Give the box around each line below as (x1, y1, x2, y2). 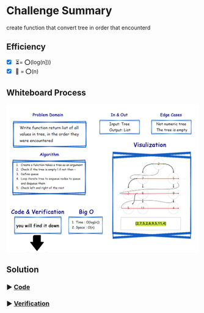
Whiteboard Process (6, 88, 87, 98)
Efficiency (6, 42, 46, 52)
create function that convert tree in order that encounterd (6, 24, 151, 31)
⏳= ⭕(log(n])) (15, 58, 51, 66)
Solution (6, 265, 39, 275)
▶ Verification (6, 300, 50, 308)
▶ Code (6, 283, 31, 292)
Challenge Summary (6, 4, 112, 18)
